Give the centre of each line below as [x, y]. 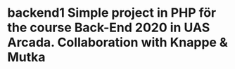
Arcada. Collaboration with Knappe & [118, 43]
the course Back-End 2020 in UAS [109, 28]
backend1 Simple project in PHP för [112, 13]
